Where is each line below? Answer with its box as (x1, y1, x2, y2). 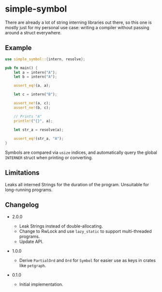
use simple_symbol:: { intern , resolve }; (5, 57, 86, 62)
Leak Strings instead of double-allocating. (19, 223, 103, 229)
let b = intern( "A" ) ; (14, 74, 57, 80)
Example (5, 44, 32, 52)
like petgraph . (19, 262, 46, 268)
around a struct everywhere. (5, 30, 62, 35)
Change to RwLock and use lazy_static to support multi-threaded (19, 228, 152, 234)
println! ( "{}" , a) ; (14, 118, 53, 123)
